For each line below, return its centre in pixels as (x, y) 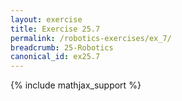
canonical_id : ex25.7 (55, 57)
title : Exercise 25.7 (55, 29)
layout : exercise (46, 19)
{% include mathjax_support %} (76, 85)
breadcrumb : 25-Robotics (62, 47)
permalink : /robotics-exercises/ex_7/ (91, 38)
